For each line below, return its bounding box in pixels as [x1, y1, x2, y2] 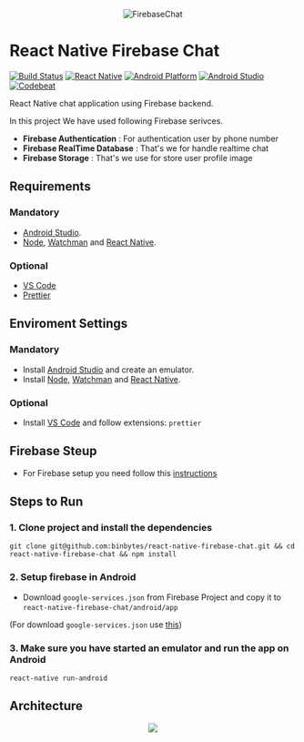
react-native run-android [9, 674, 107, 683]
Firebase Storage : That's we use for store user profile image [22, 152, 253, 163]
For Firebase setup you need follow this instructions [22, 467, 218, 478]
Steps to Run [9, 494, 84, 510]
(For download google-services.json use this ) [9, 619, 182, 630]
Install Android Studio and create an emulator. [22, 364, 195, 375]
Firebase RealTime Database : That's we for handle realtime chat [22, 142, 269, 154]
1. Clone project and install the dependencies [9, 522, 212, 534]
